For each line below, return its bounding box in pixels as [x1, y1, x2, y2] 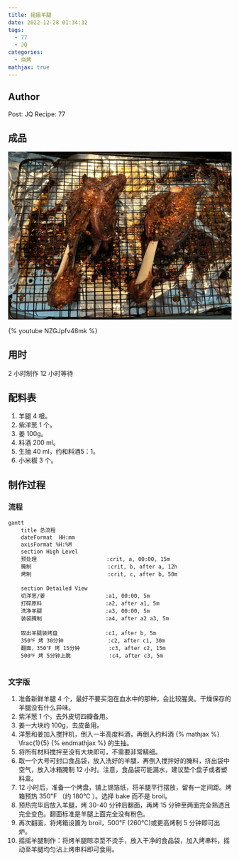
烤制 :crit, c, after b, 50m [21, 571, 178, 578]
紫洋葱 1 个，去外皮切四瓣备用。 [18, 713, 112, 721]
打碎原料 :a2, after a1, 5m [21, 600, 160, 608]
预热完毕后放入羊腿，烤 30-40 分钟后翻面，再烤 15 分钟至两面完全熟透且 [18, 801, 231, 810]
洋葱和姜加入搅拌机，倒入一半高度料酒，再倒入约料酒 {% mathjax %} [18, 730, 220, 739]
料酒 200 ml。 [18, 438, 60, 447]
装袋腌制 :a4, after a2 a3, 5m [21, 615, 169, 622]
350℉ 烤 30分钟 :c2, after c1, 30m [21, 637, 165, 644]
